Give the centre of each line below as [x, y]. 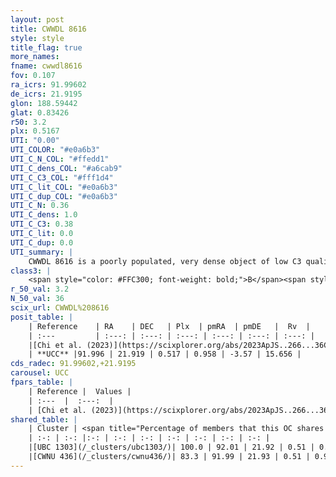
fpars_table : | [42, 382]
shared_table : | [44, 419]
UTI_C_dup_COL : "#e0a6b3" [64, 196]
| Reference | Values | [80, 391]
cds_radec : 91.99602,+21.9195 [73, 364]
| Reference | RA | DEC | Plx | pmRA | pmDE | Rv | [169, 326]
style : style [37, 38]
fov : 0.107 [33, 76]
